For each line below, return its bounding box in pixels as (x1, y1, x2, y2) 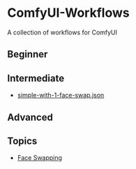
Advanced (7, 111, 54, 123)
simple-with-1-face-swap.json (17, 91, 105, 100)
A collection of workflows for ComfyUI (7, 28, 117, 36)
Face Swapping (17, 154, 63, 162)
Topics (7, 135, 38, 147)
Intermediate (7, 72, 65, 84)
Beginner (7, 48, 48, 60)
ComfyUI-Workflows (7, 5, 130, 21)
